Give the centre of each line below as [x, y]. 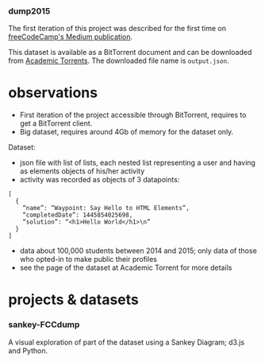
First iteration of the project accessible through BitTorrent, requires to [133, 115]
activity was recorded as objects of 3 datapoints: [100, 180]
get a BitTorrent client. [56, 123]
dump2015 [29, 11]
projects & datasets [73, 300]
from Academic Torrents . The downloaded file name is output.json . [119, 60]
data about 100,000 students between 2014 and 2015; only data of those [138, 251]
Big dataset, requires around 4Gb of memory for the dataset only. [127, 132]
